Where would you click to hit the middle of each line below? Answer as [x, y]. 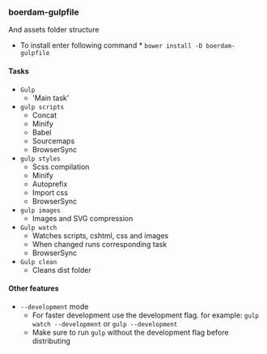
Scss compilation [61, 166]
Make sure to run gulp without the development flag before [130, 332]
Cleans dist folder [61, 270]
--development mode [54, 306]
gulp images [40, 210]
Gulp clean [38, 262]
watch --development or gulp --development [105, 323]
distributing [51, 341]
